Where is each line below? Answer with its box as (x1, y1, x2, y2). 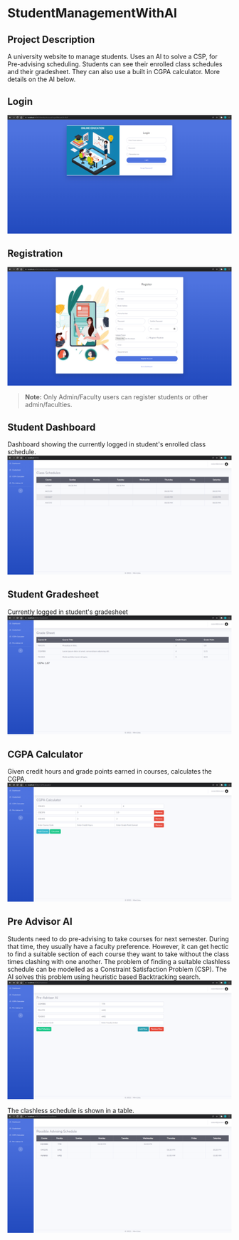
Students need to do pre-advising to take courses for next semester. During (7, 934, 229, 943)
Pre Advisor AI (7, 916, 73, 928)
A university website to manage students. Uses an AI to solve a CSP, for (7, 52, 218, 61)
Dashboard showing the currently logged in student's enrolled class (7, 440, 206, 449)
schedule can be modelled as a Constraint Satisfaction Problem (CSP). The (7, 965, 228, 973)
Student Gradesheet (7, 588, 100, 600)
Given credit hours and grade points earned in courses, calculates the (7, 767, 212, 776)
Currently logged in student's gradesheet (7, 608, 128, 616)
